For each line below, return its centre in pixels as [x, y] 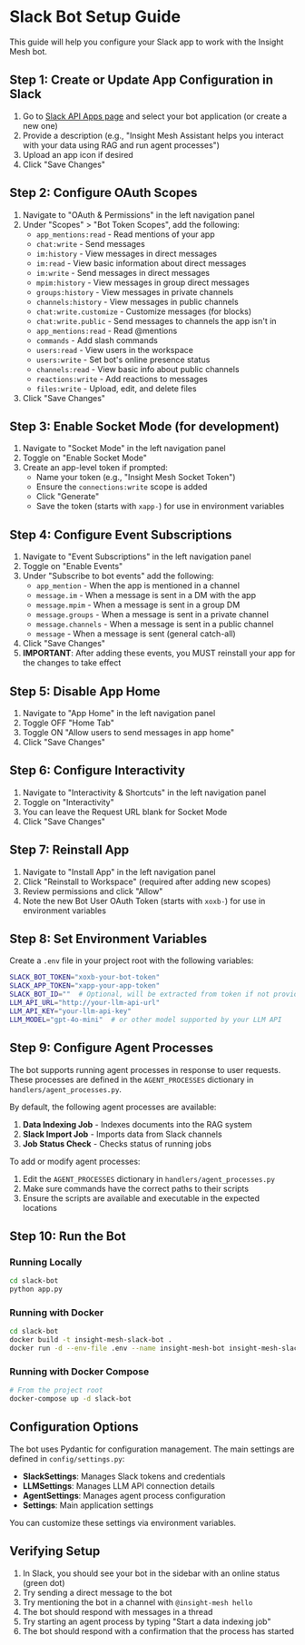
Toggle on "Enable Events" [73, 566]
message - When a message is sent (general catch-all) [136, 634]
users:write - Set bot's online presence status [123, 360]
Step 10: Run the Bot [68, 1236]
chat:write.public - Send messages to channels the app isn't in [156, 320]
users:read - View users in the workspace [114, 350]
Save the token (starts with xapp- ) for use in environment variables [160, 507]
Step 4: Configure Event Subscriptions [121, 534]
